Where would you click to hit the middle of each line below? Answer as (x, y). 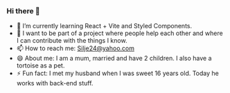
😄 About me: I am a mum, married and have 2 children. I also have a (114, 59)
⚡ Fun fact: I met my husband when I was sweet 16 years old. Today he (117, 73)
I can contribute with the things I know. (72, 41)
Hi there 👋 (24, 11)
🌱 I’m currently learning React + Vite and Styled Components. (104, 26)
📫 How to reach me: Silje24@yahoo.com (75, 48)
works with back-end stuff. (55, 83)
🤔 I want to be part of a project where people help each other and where (120, 33)
